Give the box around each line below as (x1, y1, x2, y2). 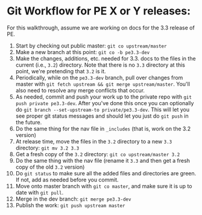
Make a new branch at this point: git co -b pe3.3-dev (15, 48, 150, 55)
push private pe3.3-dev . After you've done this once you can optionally (15, 99, 194, 106)
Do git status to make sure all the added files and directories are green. (15, 169, 197, 177)
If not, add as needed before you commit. (15, 176, 119, 183)
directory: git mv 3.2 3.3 (15, 144, 80, 151)
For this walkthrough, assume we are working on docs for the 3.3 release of (7, 24, 195, 31)
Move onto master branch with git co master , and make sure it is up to (15, 182, 192, 190)
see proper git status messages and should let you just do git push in (15, 112, 189, 120)
